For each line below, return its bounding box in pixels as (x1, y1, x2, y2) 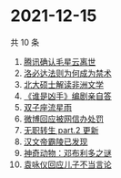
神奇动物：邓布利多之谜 (23, 147, 112, 158)
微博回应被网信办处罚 (23, 113, 104, 124)
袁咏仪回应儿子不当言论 (23, 159, 112, 170)
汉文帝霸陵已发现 (23, 136, 88, 147)
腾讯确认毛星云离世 (23, 56, 96, 67)
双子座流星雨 (23, 101, 72, 112)
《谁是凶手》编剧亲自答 (23, 90, 112, 101)
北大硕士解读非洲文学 (23, 79, 104, 89)
